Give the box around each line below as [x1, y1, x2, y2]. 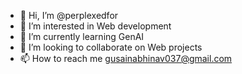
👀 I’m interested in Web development [19, 20, 172, 32]
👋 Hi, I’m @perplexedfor [19, 10, 119, 21]
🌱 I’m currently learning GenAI [19, 31, 145, 42]
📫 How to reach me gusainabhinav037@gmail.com [19, 53, 233, 64]
